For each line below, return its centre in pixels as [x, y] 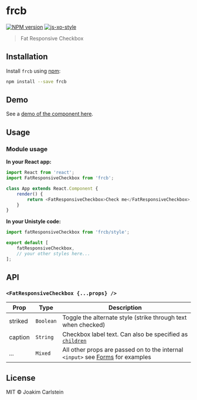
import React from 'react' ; [40, 173]
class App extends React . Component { [52, 189]
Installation [27, 57]
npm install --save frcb [36, 81]
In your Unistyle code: [34, 221]
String [45, 337]
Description [125, 307]
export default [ [27, 243]
